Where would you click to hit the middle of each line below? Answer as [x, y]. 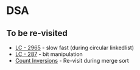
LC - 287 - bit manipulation [49, 54]
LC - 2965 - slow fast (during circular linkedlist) [75, 47]
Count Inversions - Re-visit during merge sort [72, 61]
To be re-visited [37, 33]
